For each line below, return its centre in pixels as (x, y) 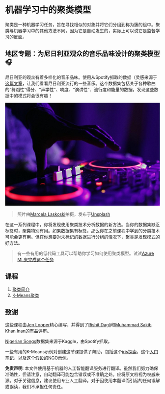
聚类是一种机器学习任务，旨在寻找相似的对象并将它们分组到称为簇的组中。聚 (82, 25)
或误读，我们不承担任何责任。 (35, 387)
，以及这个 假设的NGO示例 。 (42, 358)
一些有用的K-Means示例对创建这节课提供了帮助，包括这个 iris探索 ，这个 (77, 352)
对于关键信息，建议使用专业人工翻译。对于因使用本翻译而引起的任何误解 (87, 381)
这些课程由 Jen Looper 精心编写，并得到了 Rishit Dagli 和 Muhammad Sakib (78, 325)
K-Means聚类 (26, 295)
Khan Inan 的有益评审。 (28, 331)
